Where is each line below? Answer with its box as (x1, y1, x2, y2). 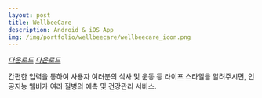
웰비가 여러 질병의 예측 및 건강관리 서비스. (28, 82, 157, 91)
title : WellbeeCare (8, 19, 72, 26)
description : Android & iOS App (8, 26, 114, 33)
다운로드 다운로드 (8, 55, 61, 65)
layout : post (8, 11, 51, 19)
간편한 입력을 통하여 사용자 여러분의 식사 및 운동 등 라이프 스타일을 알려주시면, (8, 72, 247, 82)
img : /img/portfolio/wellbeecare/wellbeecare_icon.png (8, 33, 191, 41)
